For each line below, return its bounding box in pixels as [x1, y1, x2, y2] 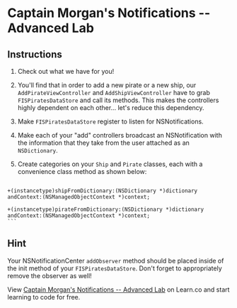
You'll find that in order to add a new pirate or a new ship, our [17, 81, 197, 89]
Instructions [7, 48, 62, 60]
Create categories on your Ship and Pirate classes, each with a [17, 160, 203, 168]
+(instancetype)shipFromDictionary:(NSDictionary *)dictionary [7, 187, 198, 194]
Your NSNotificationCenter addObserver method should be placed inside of [7, 256, 224, 265]
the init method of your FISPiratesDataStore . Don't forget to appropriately [7, 264, 223, 273]
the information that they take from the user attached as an [17, 138, 190, 147]
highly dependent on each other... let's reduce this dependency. [17, 104, 204, 111]
